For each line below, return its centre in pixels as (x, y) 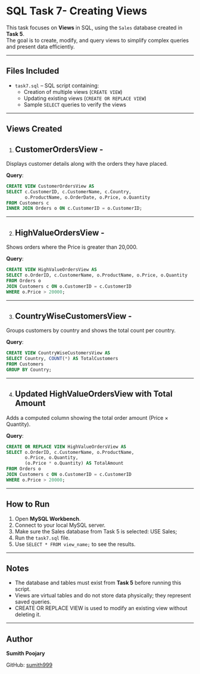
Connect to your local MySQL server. (60, 525)
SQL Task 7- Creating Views (77, 11)
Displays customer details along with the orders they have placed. (87, 163)
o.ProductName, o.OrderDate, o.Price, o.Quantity (87, 197)
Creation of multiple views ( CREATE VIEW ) (73, 92)
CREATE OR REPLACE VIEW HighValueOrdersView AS (66, 447)
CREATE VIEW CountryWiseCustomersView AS (58, 353)
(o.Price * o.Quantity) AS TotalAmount (74, 463)
